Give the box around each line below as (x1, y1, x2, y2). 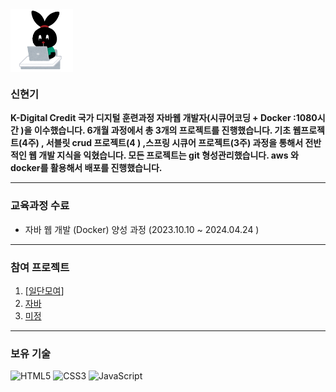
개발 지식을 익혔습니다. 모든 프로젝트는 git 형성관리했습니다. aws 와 (38, 149, 299, 162)
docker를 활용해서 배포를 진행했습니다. (10, 162, 163, 174)
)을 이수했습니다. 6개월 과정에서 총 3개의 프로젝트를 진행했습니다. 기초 (20, 124, 292, 137)
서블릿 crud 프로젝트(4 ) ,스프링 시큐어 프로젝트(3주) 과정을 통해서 (45, 137, 304, 149)
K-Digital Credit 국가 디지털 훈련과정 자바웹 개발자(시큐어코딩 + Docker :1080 (10, 112, 318, 124)
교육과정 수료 (10, 199, 70, 213)
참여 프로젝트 (10, 260, 70, 274)
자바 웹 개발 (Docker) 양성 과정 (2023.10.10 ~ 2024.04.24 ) (24, 223, 260, 235)
